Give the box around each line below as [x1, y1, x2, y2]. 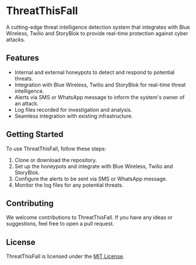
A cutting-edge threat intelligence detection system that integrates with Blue [6, 24, 190, 31]
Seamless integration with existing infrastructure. [14, 112, 133, 119]
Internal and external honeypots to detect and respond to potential [14, 69, 175, 76]
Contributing [6, 198, 54, 208]
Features [6, 53, 39, 63]
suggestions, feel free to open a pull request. [6, 220, 114, 227]
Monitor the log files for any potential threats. [14, 181, 124, 189]
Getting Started [6, 129, 64, 139]
